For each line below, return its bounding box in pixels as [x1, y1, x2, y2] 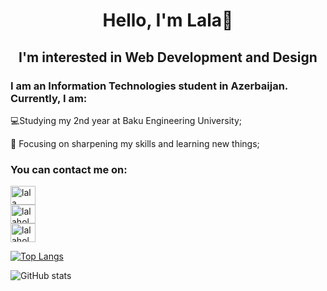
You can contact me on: [10, 162, 128, 176]
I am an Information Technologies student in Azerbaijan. [10, 79, 288, 93]
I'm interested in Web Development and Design [18, 49, 318, 66]
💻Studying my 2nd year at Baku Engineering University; [10, 114, 243, 126]
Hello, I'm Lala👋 [102, 9, 234, 32]
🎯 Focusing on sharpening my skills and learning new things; [10, 137, 260, 149]
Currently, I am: [10, 91, 88, 105]
